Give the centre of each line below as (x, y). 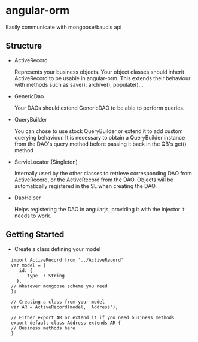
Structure (24, 46)
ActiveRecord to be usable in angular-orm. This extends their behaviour (102, 78)
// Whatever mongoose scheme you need (60, 286)
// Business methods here (43, 328)
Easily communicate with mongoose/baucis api (64, 27)
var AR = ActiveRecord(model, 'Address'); (65, 307)
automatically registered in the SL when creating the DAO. (85, 186)
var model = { (28, 265)
